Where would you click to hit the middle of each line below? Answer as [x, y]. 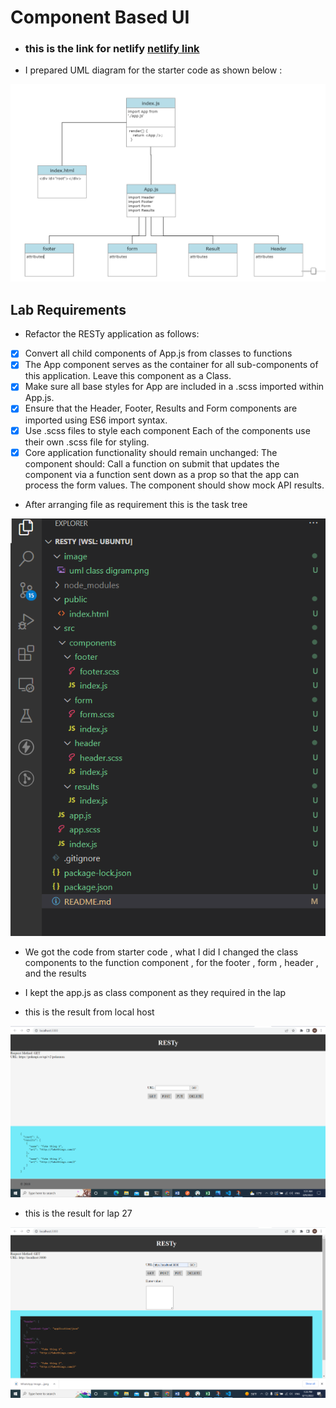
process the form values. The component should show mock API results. [174, 485]
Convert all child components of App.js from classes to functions [158, 353]
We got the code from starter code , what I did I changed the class [161, 952]
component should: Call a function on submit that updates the [152, 463]
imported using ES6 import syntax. [96, 420]
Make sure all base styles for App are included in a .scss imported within [174, 387]
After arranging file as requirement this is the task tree [136, 504]
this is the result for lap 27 [78, 1213]
